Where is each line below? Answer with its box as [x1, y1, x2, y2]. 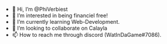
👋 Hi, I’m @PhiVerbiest [11, 6, 68, 12]
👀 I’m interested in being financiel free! [11, 12, 109, 19]
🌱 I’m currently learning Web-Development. [11, 18, 120, 25]
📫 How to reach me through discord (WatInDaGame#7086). [11, 32, 162, 38]
